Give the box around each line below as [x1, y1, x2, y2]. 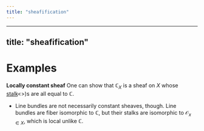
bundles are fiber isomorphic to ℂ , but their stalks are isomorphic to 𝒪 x [15, 109, 191, 118]
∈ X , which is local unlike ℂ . [15, 117, 84, 126]
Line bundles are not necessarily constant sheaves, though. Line [15, 102, 177, 109]
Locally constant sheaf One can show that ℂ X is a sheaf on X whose [6, 81, 178, 90]
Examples [6, 61, 57, 75]
